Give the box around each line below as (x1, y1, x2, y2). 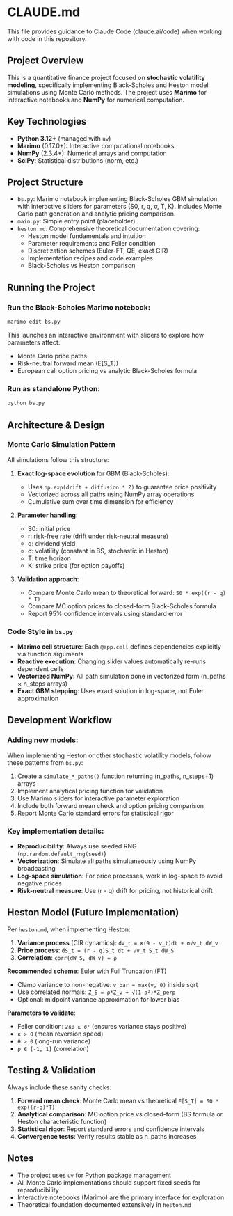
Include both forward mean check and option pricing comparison (17, 801, 204, 810)
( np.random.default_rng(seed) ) (17, 850, 106, 858)
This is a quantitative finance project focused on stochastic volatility (7, 73, 205, 81)
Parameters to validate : (7, 1009, 77, 1017)
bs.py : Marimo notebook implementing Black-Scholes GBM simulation (17, 195, 218, 203)
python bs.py (7, 400, 45, 407)
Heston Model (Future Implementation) (7, 906, 179, 919)
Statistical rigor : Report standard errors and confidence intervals (17, 1125, 205, 1133)
